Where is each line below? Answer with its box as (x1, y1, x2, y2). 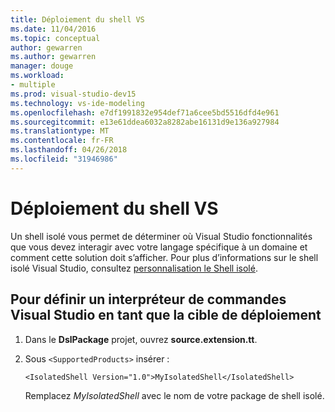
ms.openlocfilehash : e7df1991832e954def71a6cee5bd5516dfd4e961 (10, 107, 280, 118)
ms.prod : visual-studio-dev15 (10, 89, 137, 99)
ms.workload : (10, 71, 65, 81)
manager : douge (10, 61, 74, 71)
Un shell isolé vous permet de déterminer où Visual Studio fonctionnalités (10, 230, 313, 242)
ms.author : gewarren (10, 52, 97, 62)
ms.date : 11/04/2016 (10, 24, 97, 34)
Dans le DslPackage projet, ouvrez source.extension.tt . (24, 333, 258, 345)
